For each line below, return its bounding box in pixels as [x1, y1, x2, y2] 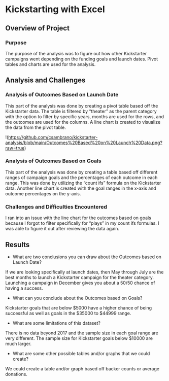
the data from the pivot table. [5, 124, 66, 130]
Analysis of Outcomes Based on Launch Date [5, 91, 119, 98]
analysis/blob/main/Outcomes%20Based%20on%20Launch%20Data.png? [5, 140, 162, 146]
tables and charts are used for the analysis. [5, 61, 96, 67]
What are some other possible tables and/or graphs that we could [12, 350, 150, 356]
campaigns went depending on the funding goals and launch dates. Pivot [5, 56, 158, 62]
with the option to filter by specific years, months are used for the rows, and [5, 113, 164, 120]
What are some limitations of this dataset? [12, 320, 100, 326]
